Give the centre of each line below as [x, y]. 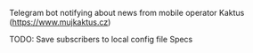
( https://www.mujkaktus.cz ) [60, 22]
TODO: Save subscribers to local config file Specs [101, 39]
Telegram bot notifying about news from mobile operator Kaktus [127, 13]
